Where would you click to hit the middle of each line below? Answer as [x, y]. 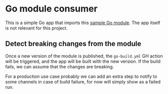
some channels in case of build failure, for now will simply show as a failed [83, 81]
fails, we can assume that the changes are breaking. [60, 66]
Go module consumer [51, 9]
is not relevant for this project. [36, 28]
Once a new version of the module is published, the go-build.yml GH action [84, 56]
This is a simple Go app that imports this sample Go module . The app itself [83, 23]
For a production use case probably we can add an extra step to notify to [81, 76]
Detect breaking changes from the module [73, 44]
